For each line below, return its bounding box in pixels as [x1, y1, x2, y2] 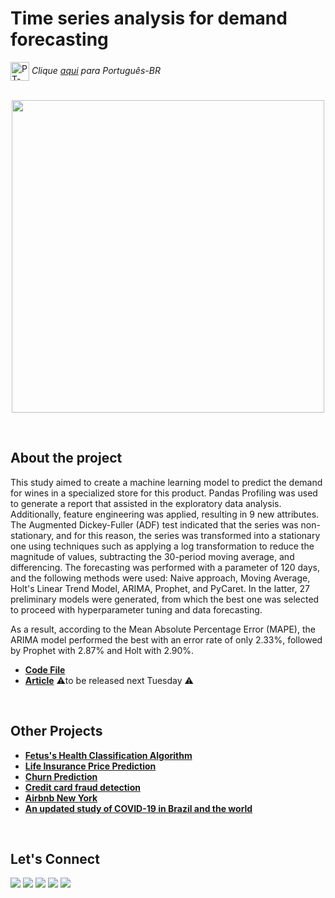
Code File [24, 663, 66, 676]
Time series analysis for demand [10, 7, 288, 30]
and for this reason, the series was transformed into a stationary [56, 529, 321, 541]
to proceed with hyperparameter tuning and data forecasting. [10, 603, 263, 616]
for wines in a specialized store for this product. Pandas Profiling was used [10, 487, 318, 499]
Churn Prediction [24, 770, 98, 782]
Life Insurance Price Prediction [24, 760, 157, 772]
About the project [10, 450, 123, 467]
